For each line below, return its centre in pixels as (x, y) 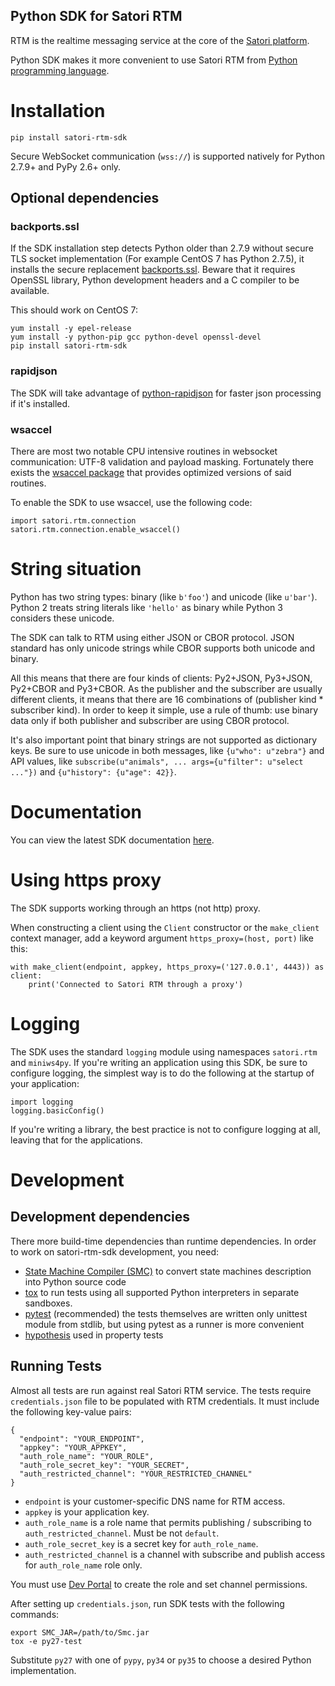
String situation (76, 569)
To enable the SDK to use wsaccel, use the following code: (131, 503)
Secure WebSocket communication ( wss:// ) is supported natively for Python (167, 156)
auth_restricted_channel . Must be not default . (122, 1533)
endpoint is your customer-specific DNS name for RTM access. (155, 1501)
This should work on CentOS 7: (74, 310)
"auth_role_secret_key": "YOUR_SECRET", (104, 1465)
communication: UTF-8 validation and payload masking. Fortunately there (162, 462)
